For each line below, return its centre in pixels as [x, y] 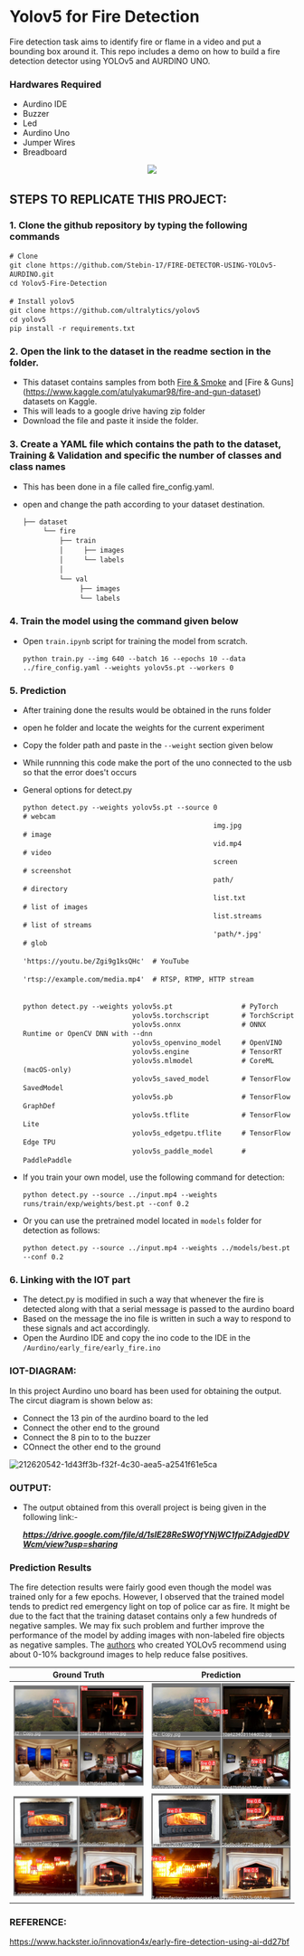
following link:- [50, 1516]
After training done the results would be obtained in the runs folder [147, 710]
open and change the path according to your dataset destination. [143, 504]
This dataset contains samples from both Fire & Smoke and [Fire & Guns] [158, 383]
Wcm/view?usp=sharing [70, 1543]
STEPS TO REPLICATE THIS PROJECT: [119, 199]
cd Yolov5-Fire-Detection [58, 283]
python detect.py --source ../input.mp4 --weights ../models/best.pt [157, 1248]
